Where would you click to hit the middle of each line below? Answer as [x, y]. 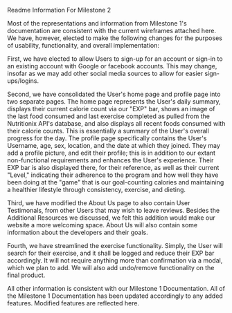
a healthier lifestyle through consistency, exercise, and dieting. [96, 190]
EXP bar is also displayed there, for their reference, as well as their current [113, 168]
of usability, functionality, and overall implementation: [83, 45]
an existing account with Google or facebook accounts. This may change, [112, 66]
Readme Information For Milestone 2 [59, 10]
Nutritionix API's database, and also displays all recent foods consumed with [116, 123]
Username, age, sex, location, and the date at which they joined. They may [114, 145]
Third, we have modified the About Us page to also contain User [99, 203]
